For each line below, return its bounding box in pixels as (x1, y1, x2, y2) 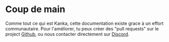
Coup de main (5, 4, 65, 15)
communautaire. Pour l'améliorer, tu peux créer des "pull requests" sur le (5, 25, 159, 31)
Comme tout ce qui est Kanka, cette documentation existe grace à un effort (5, 20, 164, 26)
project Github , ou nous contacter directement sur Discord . (5, 31, 130, 37)
